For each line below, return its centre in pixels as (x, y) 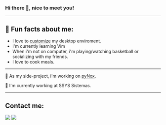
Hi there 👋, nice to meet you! (40, 8)
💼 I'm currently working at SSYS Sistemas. (48, 86)
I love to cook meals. (33, 62)
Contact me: (25, 106)
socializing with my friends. (40, 57)
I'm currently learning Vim (39, 46)
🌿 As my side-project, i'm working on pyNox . (51, 76)
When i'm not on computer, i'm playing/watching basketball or (76, 52)
